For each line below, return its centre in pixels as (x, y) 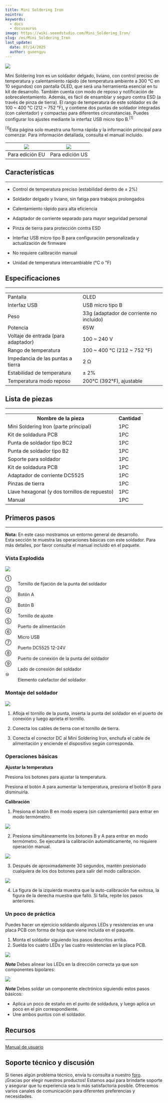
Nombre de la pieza (61, 419)
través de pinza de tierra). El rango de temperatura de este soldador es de (81, 102)
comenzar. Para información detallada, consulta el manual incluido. (74, 135)
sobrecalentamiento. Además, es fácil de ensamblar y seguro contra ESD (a (83, 97)
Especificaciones (33, 278)
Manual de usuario (24, 1047)
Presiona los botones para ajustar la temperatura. (56, 777)
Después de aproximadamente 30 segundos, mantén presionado (79, 866)
